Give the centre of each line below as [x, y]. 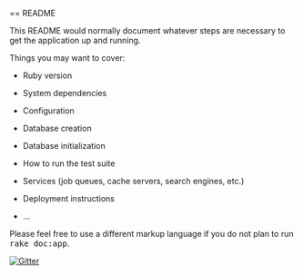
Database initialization [64, 146]
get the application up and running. [75, 40]
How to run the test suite [69, 163]
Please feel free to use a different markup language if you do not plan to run [151, 234]
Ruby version [47, 75]
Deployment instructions [69, 198]
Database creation [57, 128]
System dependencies [65, 93]
